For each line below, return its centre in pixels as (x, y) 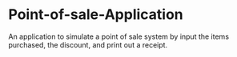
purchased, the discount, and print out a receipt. (88, 44)
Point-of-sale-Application (96, 15)
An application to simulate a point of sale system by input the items (119, 36)
